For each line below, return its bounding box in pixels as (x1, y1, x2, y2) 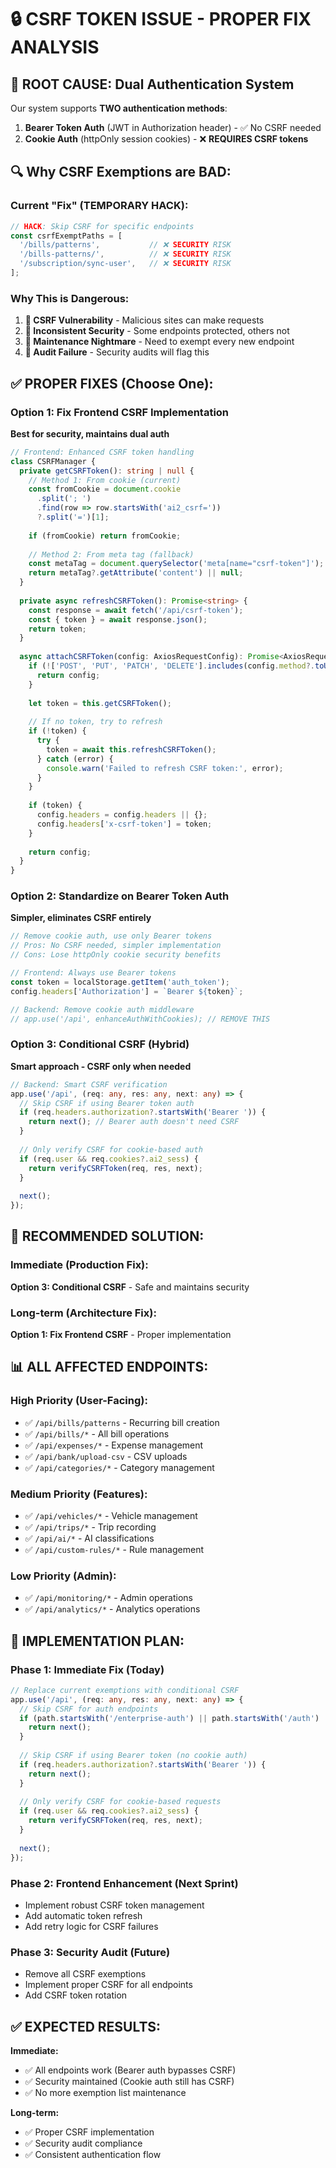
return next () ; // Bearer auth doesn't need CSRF (28, 1117, 240, 1127)
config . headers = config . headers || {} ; (36, 810, 208, 820)
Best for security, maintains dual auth (10, 427, 170, 440)
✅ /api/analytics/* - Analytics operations (24, 1603, 201, 1615)
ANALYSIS (10, 36, 100, 59)
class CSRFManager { (10, 456, 97, 466)
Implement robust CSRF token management (24, 1899, 205, 1911)
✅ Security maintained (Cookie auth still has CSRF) (24, 2076, 235, 2087)
